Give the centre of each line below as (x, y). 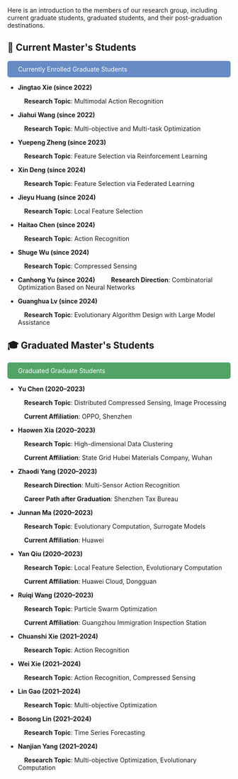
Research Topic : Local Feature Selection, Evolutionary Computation (123, 568)
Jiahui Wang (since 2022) (56, 115)
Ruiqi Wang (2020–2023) (56, 595)
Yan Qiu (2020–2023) (50, 553)
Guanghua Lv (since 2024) (57, 301)
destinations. (26, 25)
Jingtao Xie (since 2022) (55, 87)
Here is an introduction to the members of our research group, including (112, 10)
